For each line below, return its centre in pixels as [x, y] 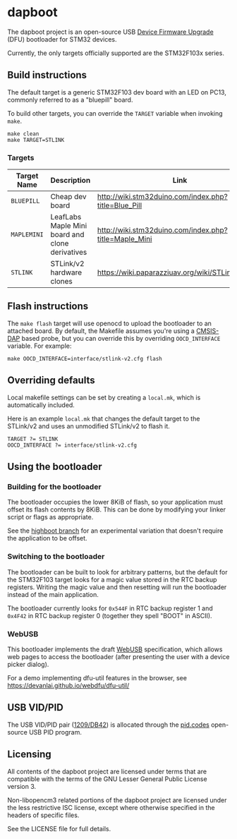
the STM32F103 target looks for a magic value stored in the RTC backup [112, 579]
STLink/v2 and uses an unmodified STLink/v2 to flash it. [89, 426]
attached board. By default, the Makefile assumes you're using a [101, 331]
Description [71, 181]
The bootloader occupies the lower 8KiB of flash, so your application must [115, 502]
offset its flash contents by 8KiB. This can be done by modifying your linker [116, 509]
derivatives [69, 253]
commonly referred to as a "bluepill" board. [70, 99]
